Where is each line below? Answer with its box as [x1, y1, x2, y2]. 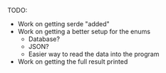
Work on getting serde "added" [17, 20, 110, 28]
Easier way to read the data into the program [28, 50, 160, 58]
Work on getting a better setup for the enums [17, 28, 151, 35]
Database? [28, 35, 61, 43]
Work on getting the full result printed [17, 57, 128, 66]
